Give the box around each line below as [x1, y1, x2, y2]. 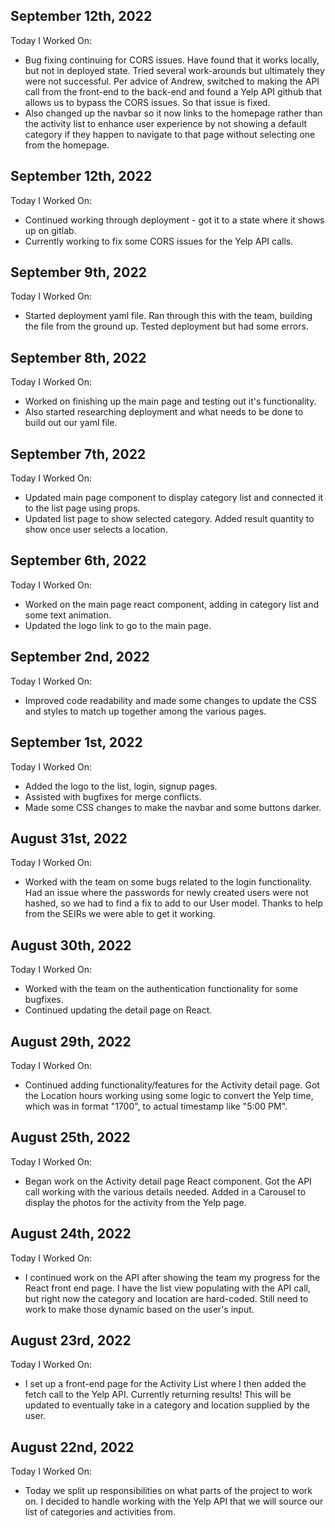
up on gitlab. [24, 224, 77, 236]
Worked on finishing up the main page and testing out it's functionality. [24, 395, 317, 408]
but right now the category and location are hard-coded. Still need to [24, 1292, 309, 1304]
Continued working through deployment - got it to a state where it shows [24, 214, 325, 226]
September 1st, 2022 [10, 734, 143, 751]
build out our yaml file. [24, 417, 118, 429]
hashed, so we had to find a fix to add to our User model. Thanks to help [24, 897, 324, 909]
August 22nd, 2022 [10, 1439, 135, 1456]
